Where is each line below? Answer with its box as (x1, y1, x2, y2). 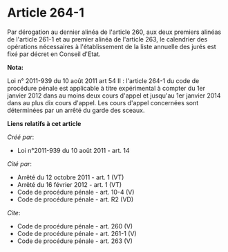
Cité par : (7, 159, 32, 168)
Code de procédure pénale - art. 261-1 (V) (17, 229, 137, 237)
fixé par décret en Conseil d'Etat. (7, 50, 102, 58)
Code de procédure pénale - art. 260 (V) (17, 222, 133, 230)
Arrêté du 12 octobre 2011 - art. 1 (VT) (17, 173, 124, 181)
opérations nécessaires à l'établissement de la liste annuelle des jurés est (7, 42, 216, 51)
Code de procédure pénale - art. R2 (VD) (17, 195, 134, 204)
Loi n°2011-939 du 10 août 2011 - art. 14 (17, 146, 130, 154)
